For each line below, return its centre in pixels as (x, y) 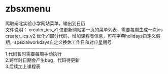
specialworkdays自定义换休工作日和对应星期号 (63, 42)
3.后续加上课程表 (23, 66)
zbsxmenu (28, 9)
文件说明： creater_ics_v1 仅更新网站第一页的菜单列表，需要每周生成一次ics (84, 29)
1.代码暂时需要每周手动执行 (33, 54)
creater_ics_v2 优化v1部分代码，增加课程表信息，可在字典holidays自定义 (81, 36)
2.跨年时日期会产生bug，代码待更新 (43, 60)
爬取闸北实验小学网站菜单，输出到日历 (45, 23)
